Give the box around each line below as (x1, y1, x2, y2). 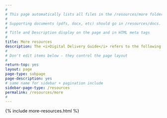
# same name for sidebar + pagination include (5, 80, 103, 85)
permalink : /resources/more (5, 90, 64, 95)
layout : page (5, 67, 32, 72)
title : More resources (5, 39, 52, 44)
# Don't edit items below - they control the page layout (5, 53, 128, 58)
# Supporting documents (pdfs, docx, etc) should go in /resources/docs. (5, 21, 162, 26)
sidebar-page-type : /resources (5, 85, 70, 90)
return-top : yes (5, 62, 39, 67)
